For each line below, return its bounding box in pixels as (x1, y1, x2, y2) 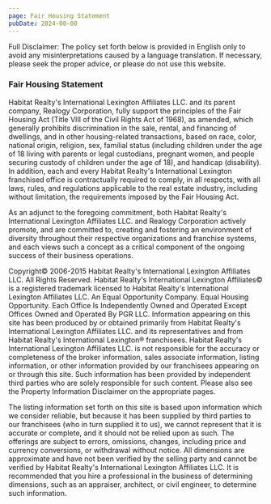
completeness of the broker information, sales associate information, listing (8, 352, 260, 362)
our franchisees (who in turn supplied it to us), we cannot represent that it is (8, 419, 262, 429)
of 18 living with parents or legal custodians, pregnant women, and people (8, 149, 255, 159)
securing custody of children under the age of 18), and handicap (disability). (8, 157, 262, 167)
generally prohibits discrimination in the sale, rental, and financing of (8, 123, 237, 133)
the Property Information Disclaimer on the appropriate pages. (8, 386, 216, 396)
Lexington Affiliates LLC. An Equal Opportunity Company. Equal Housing (8, 292, 249, 302)
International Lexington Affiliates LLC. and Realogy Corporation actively (8, 216, 247, 226)
